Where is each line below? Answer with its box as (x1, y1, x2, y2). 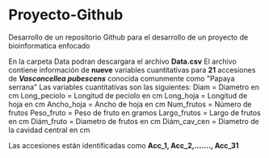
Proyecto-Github (8, 6, 124, 24)
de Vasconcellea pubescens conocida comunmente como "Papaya (8, 73, 236, 83)
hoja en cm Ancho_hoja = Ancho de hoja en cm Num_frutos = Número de (8, 99, 252, 109)
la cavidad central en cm (8, 125, 90, 135)
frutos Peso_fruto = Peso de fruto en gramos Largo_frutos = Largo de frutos (8, 107, 261, 118)
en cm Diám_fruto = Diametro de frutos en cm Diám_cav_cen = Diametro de (8, 116, 260, 126)
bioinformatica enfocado (8, 40, 90, 50)
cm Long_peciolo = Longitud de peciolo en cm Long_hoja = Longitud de (8, 90, 248, 100)
